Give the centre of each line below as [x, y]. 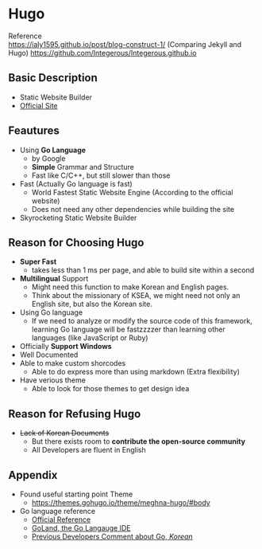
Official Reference [61, 520]
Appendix [33, 475]
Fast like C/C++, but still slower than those [101, 175]
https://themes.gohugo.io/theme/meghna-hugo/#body [121, 502]
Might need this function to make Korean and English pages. [130, 287]
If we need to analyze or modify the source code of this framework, [142, 321]
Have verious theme [52, 380]
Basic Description [53, 78]
